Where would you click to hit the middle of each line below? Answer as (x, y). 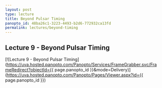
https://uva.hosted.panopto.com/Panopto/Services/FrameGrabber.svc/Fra (82, 65)
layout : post (18, 10)
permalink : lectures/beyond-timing (42, 28)
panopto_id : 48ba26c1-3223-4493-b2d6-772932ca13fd (58, 23)
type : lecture (20, 14)
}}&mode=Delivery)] (110, 69)
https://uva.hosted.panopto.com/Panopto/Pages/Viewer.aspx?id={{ (75, 75)
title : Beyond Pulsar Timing (35, 19)
